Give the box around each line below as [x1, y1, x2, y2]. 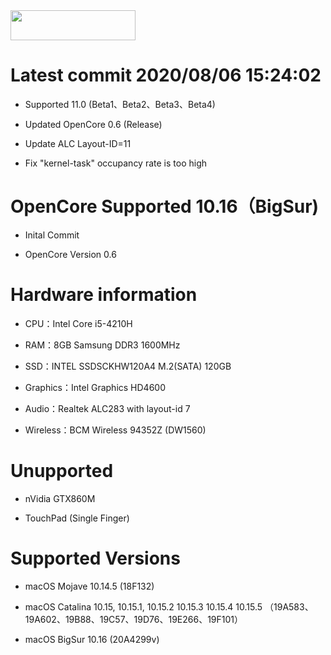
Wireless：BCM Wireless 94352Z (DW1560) [24, 424, 207, 436]
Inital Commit [24, 229, 80, 241]
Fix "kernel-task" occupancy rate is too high [24, 157, 208, 169]
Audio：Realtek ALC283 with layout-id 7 [24, 402, 191, 414]
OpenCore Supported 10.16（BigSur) [10, 195, 320, 218]
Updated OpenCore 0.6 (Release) [24, 118, 163, 130]
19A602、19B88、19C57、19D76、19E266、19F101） [24, 613, 243, 625]
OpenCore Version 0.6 [24, 248, 117, 260]
